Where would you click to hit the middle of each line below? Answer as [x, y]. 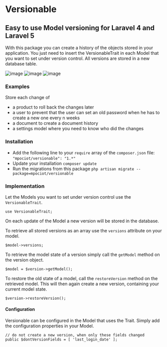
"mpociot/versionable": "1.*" [44, 158]
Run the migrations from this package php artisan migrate [73, 168]
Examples [18, 86]
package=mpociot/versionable [43, 173]
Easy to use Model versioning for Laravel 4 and [80, 28]
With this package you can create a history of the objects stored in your [79, 48]
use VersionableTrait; [29, 211]
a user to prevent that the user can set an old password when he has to [86, 113]
